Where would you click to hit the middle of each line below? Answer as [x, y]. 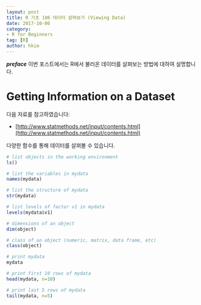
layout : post [23, 12]
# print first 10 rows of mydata [49, 274]
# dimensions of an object [41, 223]
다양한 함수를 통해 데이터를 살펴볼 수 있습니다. [61, 145]
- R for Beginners [30, 35]
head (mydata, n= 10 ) [31, 279]
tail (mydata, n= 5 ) [30, 296]
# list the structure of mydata [47, 190]
